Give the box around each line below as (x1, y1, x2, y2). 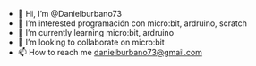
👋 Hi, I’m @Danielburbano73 (17, 9, 123, 19)
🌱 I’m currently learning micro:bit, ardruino (17, 28, 175, 37)
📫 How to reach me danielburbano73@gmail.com (17, 47, 203, 57)
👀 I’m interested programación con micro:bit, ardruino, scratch (17, 18, 248, 29)
